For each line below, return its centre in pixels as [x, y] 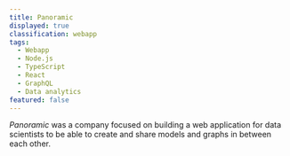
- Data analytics [49, 91]
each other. [30, 144]
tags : [19, 42]
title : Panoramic [41, 17]
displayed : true [39, 26]
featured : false [39, 100]
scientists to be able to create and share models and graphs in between [141, 135]
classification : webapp [53, 34]
